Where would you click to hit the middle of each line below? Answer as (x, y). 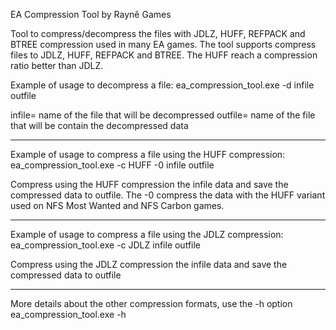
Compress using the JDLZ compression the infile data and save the (149, 264)
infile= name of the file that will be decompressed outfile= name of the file (163, 115)
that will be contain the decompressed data (99, 125)
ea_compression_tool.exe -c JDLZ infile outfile (106, 245)
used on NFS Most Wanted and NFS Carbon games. (117, 205)
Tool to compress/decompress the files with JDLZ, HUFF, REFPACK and (158, 33)
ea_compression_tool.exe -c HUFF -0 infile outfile (112, 165)
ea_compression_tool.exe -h (68, 314)
